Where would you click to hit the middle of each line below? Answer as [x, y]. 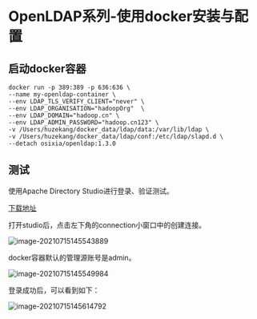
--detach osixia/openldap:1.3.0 [62, 143]
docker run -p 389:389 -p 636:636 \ [69, 87]
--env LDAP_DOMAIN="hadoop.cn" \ [64, 115]
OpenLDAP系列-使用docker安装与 [121, 16]
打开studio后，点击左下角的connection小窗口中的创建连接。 [107, 224]
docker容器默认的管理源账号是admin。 [72, 257]
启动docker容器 [47, 69]
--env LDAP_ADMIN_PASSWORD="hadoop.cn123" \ [84, 123]
